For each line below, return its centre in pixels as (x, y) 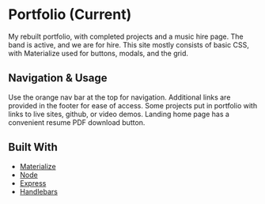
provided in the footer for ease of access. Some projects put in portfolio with (133, 105)
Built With (33, 147)
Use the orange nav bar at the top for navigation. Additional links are (119, 97)
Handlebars (38, 191)
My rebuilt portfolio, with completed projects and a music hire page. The (126, 36)
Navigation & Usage (58, 78)
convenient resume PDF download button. (77, 122)
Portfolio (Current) (70, 15)
